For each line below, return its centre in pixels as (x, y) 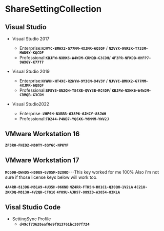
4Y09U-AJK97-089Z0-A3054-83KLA (88, 192)
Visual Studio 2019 (31, 71)
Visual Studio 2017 (31, 39)
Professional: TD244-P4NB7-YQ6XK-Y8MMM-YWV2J (64, 119)
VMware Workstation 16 (42, 134)
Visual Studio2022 (31, 104)
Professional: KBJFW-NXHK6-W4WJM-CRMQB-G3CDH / (65, 58)
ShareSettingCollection (53, 9)
